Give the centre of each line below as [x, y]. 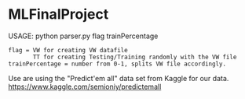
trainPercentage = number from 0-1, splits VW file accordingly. [117, 64]
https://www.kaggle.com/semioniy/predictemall [85, 87]
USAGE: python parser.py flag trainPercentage [83, 36]
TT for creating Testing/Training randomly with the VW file [135, 57]
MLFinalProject [59, 14]
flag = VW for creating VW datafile [68, 50]
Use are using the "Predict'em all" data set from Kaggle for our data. [119, 78]
